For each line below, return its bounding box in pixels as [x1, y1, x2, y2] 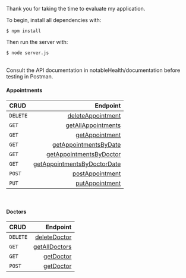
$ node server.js [6, 50, 49, 56]
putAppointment [75, 179, 121, 188]
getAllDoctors [33, 243, 72, 251]
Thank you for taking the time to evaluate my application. [6, 5, 146, 12]
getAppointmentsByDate [52, 141, 121, 149]
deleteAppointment [67, 112, 121, 120]
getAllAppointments [65, 121, 121, 129]
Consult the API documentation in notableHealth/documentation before [6, 67, 181, 74]
